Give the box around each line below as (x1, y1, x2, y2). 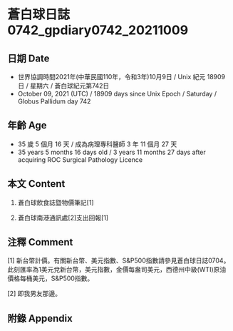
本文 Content (7, 178, 66, 190)
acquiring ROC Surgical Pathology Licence (17, 155, 143, 164)
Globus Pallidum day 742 (17, 97, 91, 106)
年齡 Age (7, 119, 47, 132)
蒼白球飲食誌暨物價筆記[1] (17, 198, 94, 207)
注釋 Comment (7, 236, 73, 248)
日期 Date (7, 52, 50, 64)
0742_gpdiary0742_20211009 (7, 22, 189, 39)
